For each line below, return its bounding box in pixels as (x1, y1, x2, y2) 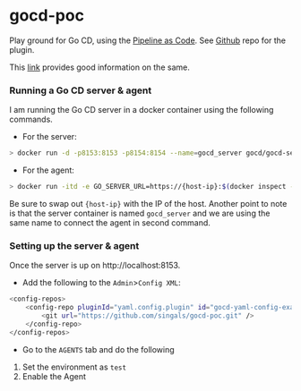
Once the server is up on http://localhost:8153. (9, 260, 181, 271)
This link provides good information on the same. (9, 62, 190, 72)
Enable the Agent (21, 370, 87, 381)
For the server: (21, 132, 78, 142)
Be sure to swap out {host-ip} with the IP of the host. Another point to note (9, 198, 288, 208)
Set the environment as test (21, 361, 127, 372)
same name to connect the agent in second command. (9, 217, 211, 228)
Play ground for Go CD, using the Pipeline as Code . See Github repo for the (9, 35, 287, 46)
